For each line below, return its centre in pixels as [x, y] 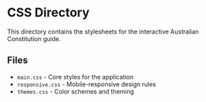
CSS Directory [48, 13]
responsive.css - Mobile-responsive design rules [87, 84]
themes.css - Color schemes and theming [76, 91]
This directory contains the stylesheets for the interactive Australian [103, 31]
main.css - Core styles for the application [75, 77]
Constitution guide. [34, 38]
